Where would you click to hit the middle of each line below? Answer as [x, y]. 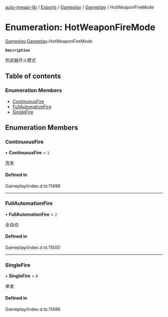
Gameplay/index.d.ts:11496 [33, 309]
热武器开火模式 [20, 60]
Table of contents [33, 76]
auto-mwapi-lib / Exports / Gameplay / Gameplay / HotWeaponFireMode [79, 7]
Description [17, 50]
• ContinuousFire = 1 [27, 153]
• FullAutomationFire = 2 [31, 214]
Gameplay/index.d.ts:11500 [33, 248]
